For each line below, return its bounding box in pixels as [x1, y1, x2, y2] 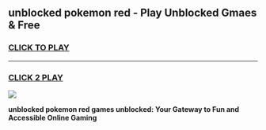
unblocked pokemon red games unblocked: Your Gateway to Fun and [8, 104, 240, 113]
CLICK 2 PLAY [8, 72, 63, 83]
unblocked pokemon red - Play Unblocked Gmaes [8, 6, 257, 20]
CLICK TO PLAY [8, 43, 70, 54]
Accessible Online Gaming [8, 113, 97, 122]
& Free [8, 19, 41, 32]
